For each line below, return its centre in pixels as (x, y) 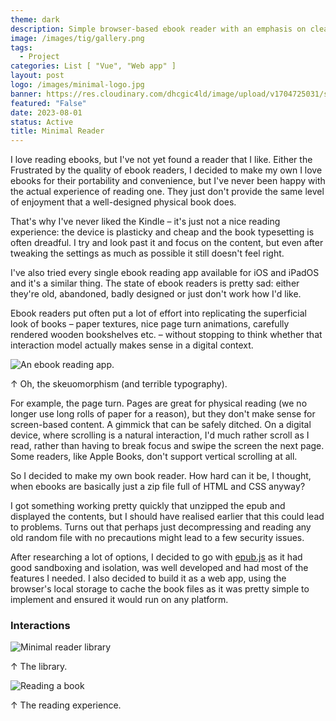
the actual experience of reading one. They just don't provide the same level (167, 192)
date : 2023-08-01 (46, 112)
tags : (21, 47)
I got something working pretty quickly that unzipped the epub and (148, 506)
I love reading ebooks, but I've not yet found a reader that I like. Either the (161, 160)
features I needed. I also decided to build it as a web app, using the (148, 578)
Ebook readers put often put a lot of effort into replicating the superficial (158, 313)
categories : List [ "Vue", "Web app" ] (93, 66)
